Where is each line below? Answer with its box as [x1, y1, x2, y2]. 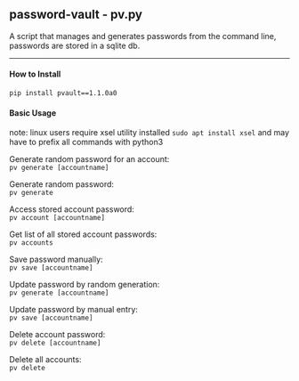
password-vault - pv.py [9, 7, 142, 22]
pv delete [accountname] [9, 338, 101, 348]
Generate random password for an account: [9, 154, 170, 165]
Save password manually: [9, 254, 104, 265]
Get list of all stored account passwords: [9, 229, 158, 239]
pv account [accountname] [9, 214, 105, 223]
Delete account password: [9, 329, 106, 340]
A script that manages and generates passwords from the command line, [9, 30, 277, 41]
